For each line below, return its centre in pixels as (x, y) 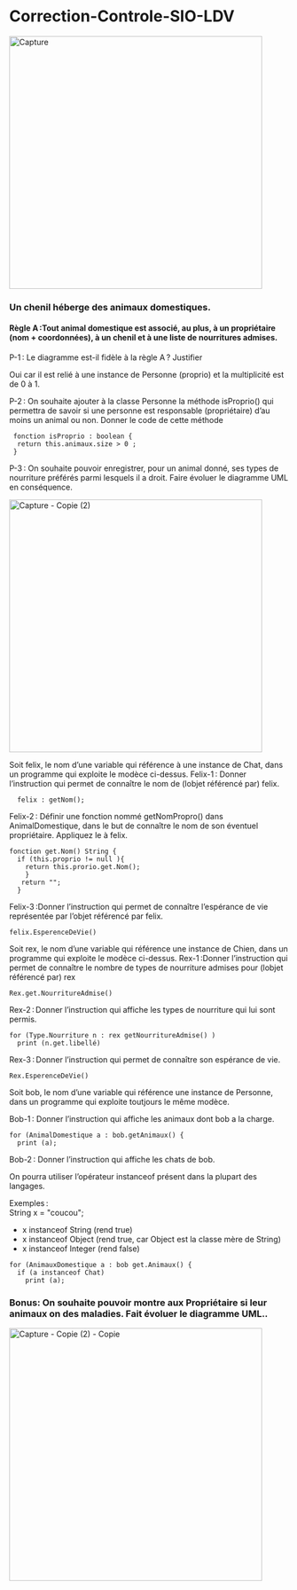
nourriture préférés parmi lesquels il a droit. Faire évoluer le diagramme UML (149, 478)
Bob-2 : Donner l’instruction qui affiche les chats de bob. (112, 1160)
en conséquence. (41, 487)
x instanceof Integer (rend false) (81, 1249)
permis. (23, 1019)
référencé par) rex (43, 977)
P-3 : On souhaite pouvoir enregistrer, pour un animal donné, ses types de (144, 468)
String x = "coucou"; (47, 1213)
